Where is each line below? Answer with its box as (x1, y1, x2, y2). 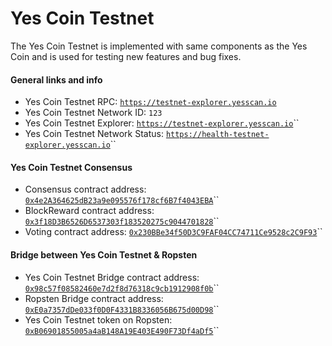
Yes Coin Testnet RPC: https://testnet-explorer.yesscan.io (24, 96, 277, 108)
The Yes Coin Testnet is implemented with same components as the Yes (10, 40, 308, 52)
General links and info (10, 73, 103, 86)
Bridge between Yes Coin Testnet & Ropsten (10, 248, 198, 261)
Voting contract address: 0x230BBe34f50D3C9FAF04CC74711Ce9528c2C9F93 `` (24, 226, 323, 238)
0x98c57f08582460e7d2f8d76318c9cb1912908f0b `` (24, 282, 220, 294)
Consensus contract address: (24, 183, 147, 196)
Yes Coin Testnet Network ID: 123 (24, 107, 163, 119)
